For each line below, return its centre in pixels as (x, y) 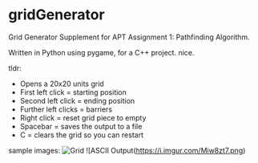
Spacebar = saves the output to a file (81, 126)
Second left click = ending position (77, 100)
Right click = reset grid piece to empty (83, 117)
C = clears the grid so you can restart (82, 135)
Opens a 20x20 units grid (62, 84)
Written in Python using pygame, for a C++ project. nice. (101, 52)
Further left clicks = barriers (66, 109)
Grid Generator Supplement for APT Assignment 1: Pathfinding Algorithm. (129, 37)
